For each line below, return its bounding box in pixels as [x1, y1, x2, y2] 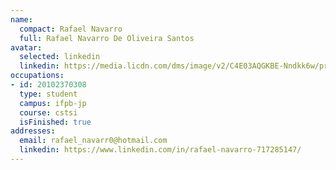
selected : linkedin [19, 52, 101, 62]
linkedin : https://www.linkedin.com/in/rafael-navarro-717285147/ [19, 145, 302, 155]
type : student [19, 89, 78, 99]
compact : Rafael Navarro [19, 24, 123, 34]
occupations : [10, 71, 65, 81]
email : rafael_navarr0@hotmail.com [19, 136, 168, 146]
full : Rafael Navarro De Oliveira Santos [19, 33, 195, 43]
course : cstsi [19, 107, 78, 118]
